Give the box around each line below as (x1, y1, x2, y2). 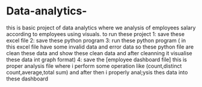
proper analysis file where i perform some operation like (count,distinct (6, 62, 182, 70)
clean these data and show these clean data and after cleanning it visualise (6, 49, 192, 56)
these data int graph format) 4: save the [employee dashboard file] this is (6, 56, 188, 63)
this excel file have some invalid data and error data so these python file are (6, 43, 194, 50)
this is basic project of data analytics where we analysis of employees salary (6, 24, 196, 31)
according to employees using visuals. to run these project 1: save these (6, 30, 185, 37)
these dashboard (6, 75, 49, 82)
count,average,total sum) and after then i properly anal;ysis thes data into (6, 68, 188, 76)
